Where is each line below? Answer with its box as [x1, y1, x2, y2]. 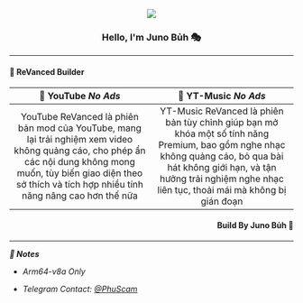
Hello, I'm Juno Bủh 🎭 [102, 31, 201, 43]
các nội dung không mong [23, 155, 135, 168]
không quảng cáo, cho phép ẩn [14, 144, 146, 157]
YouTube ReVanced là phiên [21, 110, 140, 123]
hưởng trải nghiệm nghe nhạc [159, 172, 284, 185]
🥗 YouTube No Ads [39, 89, 121, 102]
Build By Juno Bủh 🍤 [216, 220, 294, 231]
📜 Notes [9, 248, 40, 259]
